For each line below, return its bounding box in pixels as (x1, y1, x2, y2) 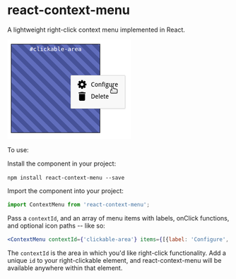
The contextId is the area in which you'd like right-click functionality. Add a (7, 249, 226, 257)
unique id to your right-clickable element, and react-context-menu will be (7, 256, 222, 264)
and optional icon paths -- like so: (7, 221, 106, 230)
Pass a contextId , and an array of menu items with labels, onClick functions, (7, 213, 230, 222)
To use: (7, 145, 30, 154)
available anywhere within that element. (7, 263, 123, 272)
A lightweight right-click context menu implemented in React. (7, 25, 186, 34)
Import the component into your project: (7, 186, 124, 195)
